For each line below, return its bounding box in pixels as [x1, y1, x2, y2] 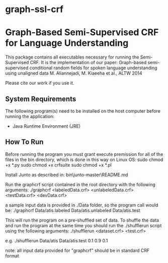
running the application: [5, 113, 54, 119]
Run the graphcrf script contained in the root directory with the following [5, 181, 156, 187]
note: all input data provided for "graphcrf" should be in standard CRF [5, 247, 150, 253]
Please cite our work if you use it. [5, 80, 74, 86]
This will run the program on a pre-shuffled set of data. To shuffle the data [5, 217, 159, 223]
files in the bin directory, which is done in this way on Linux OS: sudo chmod [5, 156, 163, 163]
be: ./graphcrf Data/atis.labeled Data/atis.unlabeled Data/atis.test [5, 207, 140, 213]
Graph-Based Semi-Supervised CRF [5, 27, 159, 38]
